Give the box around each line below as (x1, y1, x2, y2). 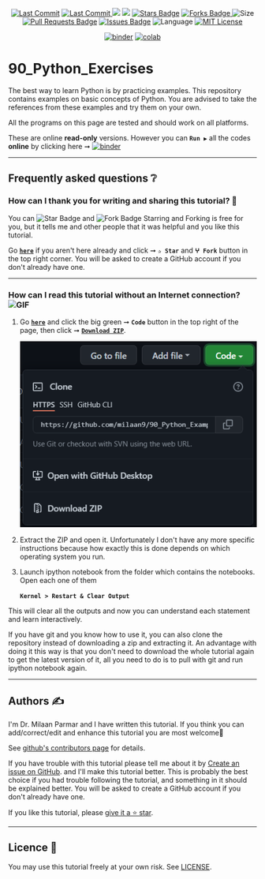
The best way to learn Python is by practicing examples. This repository (8, 85, 242, 95)
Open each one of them (19, 575, 97, 585)
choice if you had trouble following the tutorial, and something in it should (8, 775, 247, 784)
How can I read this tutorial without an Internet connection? (8, 289, 241, 300)
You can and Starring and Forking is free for (8, 213, 244, 223)
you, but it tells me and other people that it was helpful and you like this (8, 222, 240, 231)
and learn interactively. (8, 614, 83, 623)
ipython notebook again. (8, 663, 88, 672)
